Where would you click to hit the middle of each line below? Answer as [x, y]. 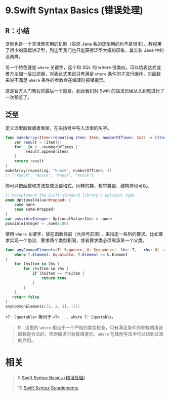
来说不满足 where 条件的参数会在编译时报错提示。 [56, 80]
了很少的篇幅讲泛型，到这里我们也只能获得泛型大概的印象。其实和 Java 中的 [85, 50]
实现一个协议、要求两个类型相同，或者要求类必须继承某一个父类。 [78, 240]
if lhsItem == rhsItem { [58, 274]
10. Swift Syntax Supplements [48, 388]
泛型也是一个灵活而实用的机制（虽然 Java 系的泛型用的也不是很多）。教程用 [83, 44]
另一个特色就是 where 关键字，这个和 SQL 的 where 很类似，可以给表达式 [81, 67]
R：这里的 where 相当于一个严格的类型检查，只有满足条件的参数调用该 [90, 327]
